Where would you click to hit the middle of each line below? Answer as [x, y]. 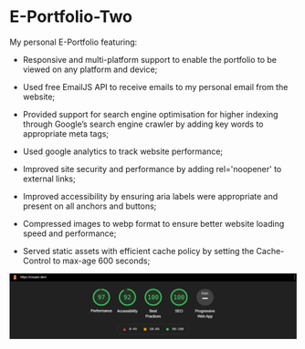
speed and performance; [69, 233]
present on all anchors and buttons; [89, 206]
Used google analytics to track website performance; [123, 151]
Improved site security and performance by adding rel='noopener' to [152, 169]
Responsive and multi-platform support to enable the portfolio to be [149, 59]
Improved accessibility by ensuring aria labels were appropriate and [150, 196]
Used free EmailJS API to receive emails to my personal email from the [155, 87]
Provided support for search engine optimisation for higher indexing [150, 114]
